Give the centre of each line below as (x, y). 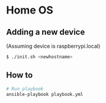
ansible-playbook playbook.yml (45, 94)
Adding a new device (46, 32)
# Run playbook (25, 89)
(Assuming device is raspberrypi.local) (53, 46)
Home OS (30, 10)
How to (20, 75)
